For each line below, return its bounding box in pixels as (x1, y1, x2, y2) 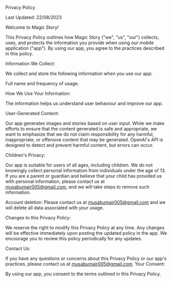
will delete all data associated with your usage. (5, 205, 104, 211)
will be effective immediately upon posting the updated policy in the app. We (5, 230, 167, 236)
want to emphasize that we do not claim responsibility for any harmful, (5, 131, 154, 137)
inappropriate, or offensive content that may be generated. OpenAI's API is (5, 137, 163, 143)
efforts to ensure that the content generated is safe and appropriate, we (5, 126, 158, 131)
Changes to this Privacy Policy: (5, 215, 71, 220)
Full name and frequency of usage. (5, 81, 79, 86)
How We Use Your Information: (5, 90, 71, 97)
